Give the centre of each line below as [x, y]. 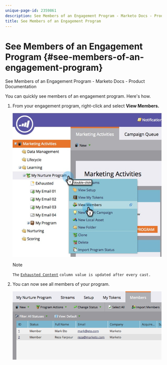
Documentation [21, 87]
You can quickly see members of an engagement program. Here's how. [78, 96]
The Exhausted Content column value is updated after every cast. [82, 275]
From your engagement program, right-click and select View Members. [86, 106]
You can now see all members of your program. [61, 284]
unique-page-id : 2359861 [31, 10]
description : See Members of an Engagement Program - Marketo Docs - [79, 16]
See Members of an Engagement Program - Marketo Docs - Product [75, 81]
